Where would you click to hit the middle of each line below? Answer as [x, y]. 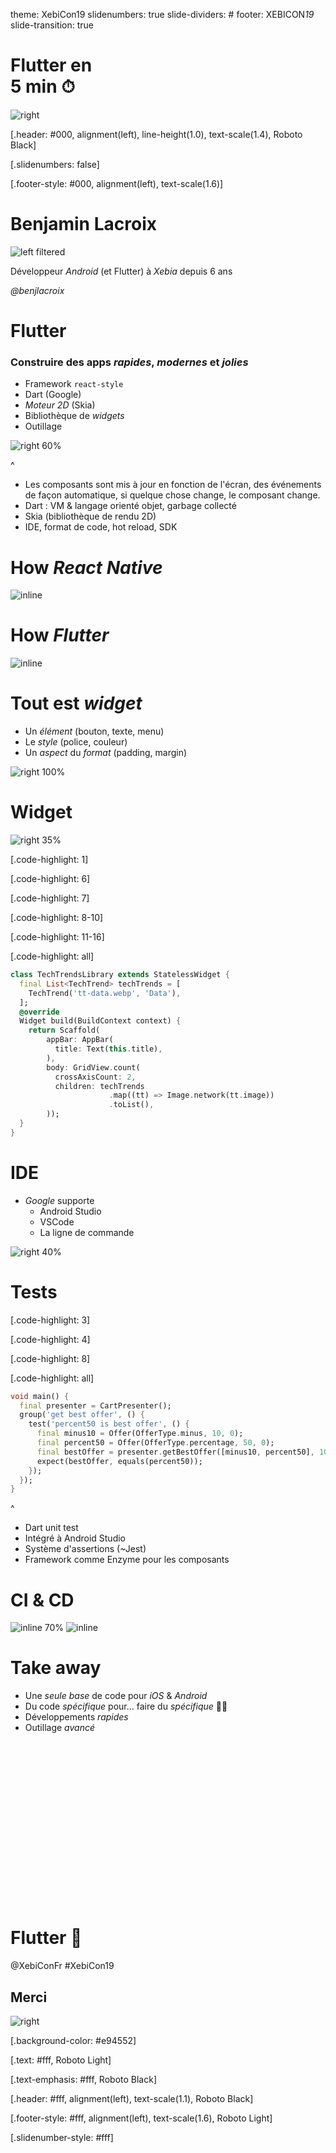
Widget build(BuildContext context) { [100, 1021]
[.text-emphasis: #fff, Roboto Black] [84, 2079]
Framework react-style [74, 384]
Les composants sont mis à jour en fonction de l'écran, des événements [173, 485]
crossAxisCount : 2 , [95, 1077]
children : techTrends [99, 1086]
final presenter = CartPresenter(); [95, 1405]
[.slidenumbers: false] [55, 164]
